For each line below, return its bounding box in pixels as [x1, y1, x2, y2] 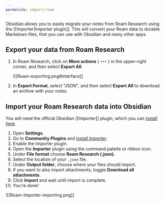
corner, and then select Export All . [12, 64, 83, 69]
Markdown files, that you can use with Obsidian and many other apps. [5, 31, 147, 37]
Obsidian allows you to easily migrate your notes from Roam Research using [5, 21, 160, 27]
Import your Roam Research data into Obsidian [5, 102, 152, 111]
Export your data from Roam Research [5, 45, 125, 54]
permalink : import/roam [5, 7, 55, 12]
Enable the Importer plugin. [12, 141, 68, 147]
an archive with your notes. [12, 88, 68, 94]
